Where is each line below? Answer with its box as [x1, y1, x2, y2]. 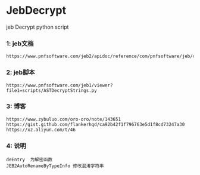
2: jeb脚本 [6, 68, 35, 76]
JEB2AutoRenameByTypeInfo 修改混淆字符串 [6, 163, 104, 169]
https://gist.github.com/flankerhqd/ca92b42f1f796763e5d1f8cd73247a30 [6, 121, 185, 127]
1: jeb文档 [6, 39, 34, 48]
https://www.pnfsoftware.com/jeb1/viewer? [6, 82, 113, 88]
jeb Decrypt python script [6, 23, 69, 30]
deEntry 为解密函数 [6, 156, 52, 163]
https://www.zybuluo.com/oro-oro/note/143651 [6, 116, 121, 122]
